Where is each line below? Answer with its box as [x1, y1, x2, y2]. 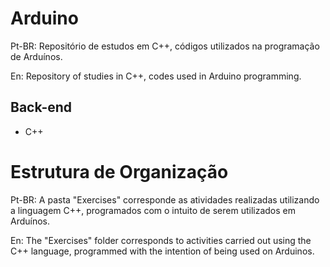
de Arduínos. [10, 50, 63, 62]
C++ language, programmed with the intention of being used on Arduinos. [10, 245, 315, 257]
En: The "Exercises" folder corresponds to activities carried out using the [10, 234, 312, 246]
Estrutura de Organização [10, 160, 229, 183]
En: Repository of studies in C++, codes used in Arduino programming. [10, 70, 302, 82]
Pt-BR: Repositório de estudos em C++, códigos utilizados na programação [10, 40, 320, 52]
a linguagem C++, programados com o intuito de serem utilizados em [10, 204, 296, 216]
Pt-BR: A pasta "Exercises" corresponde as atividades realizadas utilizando [10, 193, 320, 206]
